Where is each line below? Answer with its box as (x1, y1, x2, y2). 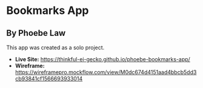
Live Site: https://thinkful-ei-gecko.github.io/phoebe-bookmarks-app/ (15, 56, 191, 63)
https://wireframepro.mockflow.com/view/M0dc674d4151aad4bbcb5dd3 (15, 69, 197, 76)
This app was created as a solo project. (6, 44, 105, 51)
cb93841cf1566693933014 (15, 75, 83, 82)
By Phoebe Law (6, 28, 66, 38)
